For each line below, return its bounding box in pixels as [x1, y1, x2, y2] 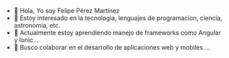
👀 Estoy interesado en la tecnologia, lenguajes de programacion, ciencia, [13, 14, 223, 22]
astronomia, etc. [13, 21, 61, 29]
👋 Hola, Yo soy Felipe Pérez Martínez [13, 7, 120, 14]
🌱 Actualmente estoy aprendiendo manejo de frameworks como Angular [13, 28, 221, 37]
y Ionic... [13, 36, 39, 44]
